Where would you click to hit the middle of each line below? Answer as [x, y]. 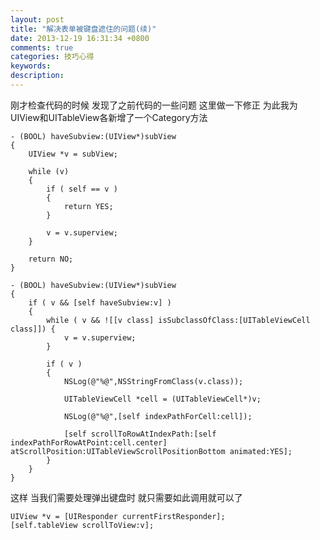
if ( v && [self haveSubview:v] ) [100, 302]
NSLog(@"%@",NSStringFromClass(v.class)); [153, 381]
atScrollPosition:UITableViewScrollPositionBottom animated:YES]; [151, 451]
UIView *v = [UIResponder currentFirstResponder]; [118, 516]
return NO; [51, 259]
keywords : [31, 66]
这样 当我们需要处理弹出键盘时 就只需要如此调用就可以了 [126, 497]
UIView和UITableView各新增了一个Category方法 [109, 117]
